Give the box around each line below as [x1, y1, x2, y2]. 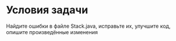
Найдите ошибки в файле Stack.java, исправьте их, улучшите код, [6, 23, 171, 29]
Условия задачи [6, 3, 89, 17]
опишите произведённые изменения [6, 28, 98, 35]
